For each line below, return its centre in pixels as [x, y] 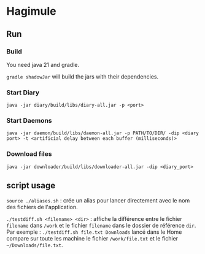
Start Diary [23, 92]
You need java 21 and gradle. [43, 64]
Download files [29, 154]
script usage [31, 186]
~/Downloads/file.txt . [35, 245]
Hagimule [31, 11]
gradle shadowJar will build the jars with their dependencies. [82, 76]
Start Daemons [29, 121]
